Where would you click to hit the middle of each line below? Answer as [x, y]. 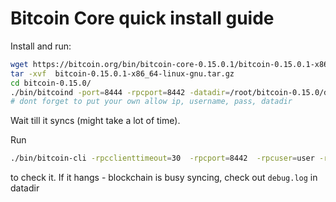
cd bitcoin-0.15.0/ [51, 83]
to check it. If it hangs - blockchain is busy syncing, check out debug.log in [164, 178]
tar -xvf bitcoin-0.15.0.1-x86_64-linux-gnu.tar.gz [122, 73]
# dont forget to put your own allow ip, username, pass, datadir [151, 102]
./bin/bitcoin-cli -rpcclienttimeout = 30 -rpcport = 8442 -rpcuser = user [162, 158]
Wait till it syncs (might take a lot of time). [95, 121]
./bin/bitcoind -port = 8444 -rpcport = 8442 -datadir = [120, 92]
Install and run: [41, 46]
